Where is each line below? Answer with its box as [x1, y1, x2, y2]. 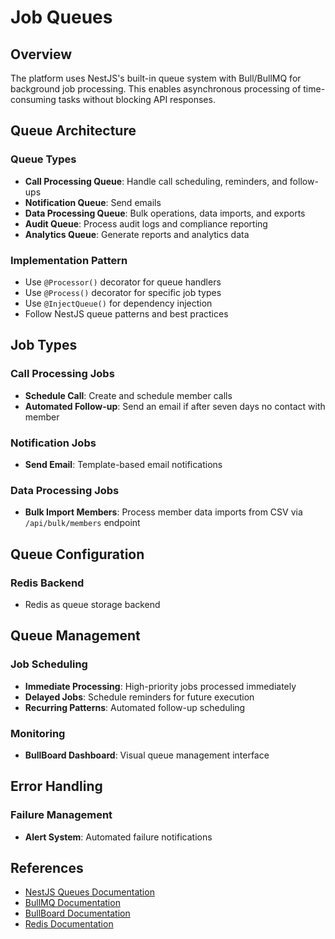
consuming [10, 94, 57, 105]
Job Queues [10, 6, 113, 29]
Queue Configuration [10, 546, 145, 563]
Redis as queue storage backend [24, 598, 161, 610]
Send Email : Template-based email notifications [24, 458, 223, 470]
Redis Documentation [24, 918, 114, 930]
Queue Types [10, 152, 77, 166]
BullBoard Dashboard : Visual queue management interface [24, 749, 270, 761]
